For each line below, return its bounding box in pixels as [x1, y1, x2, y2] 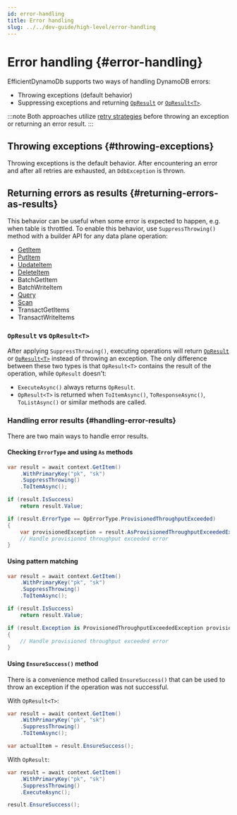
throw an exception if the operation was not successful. [7, 683, 169, 691]
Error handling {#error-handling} [7, 54, 203, 70]
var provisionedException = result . [20, 528, 128, 536]
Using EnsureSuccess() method [7, 659, 99, 668]
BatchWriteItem [17, 283, 63, 291]
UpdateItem [17, 260, 52, 269]
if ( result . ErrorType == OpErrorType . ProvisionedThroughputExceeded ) [7, 515, 217, 522]
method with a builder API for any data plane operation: [7, 231, 168, 240]
